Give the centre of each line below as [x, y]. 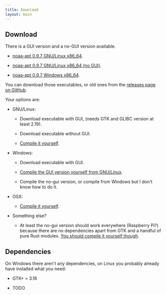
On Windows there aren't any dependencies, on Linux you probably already [82, 264]
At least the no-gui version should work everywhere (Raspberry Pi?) [89, 226]
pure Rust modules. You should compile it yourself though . [80, 236]
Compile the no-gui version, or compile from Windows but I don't [86, 182]
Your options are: [23, 100]
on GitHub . [16, 90]
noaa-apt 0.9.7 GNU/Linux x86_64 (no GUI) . [57, 65]
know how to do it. [39, 187]
